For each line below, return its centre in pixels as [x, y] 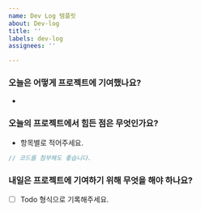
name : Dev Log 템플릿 [43, 16]
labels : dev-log [36, 38]
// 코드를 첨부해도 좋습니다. [50, 158]
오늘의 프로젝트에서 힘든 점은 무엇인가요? [83, 124]
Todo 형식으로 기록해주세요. [64, 199]
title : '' [25, 31]
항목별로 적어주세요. [51, 142]
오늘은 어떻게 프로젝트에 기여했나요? [75, 83]
